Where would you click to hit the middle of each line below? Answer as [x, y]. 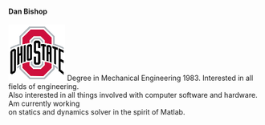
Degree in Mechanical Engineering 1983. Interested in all [160, 78]
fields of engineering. [44, 87]
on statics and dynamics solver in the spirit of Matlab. [97, 112]
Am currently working [44, 103]
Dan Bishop [28, 11]
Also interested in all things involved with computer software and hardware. [133, 95]
